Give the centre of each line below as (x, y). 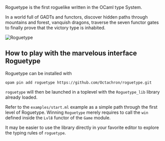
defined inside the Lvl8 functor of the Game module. (58, 117)
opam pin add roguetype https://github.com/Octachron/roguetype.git (78, 83)
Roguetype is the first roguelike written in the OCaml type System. (74, 7)
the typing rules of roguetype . (36, 132)
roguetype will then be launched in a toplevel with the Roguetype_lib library (82, 92)
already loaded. (21, 97)
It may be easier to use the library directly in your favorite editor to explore (82, 127)
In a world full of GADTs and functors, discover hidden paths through (76, 17)
